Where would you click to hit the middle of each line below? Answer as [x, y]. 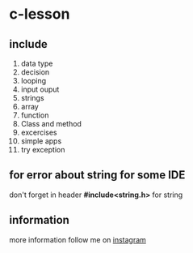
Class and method [51, 124]
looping [34, 81]
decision [35, 72]
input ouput [40, 89]
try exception [43, 150]
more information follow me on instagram [78, 239]
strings [32, 98]
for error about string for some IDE [97, 175]
